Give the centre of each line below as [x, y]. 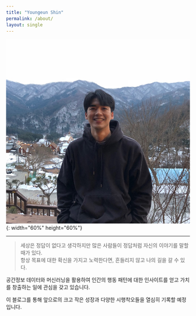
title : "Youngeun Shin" [35, 12]
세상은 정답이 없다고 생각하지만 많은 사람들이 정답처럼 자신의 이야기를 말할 [104, 246]
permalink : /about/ [30, 18]
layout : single [24, 25]
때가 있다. [31, 253]
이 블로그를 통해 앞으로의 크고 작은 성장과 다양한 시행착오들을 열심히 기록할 [91, 300]
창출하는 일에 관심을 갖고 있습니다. [51, 287]
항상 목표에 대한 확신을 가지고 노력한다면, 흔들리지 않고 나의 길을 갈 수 [99, 260]
